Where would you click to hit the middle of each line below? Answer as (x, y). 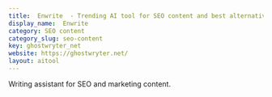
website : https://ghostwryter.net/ (68, 53)
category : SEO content (47, 31)
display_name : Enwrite (49, 23)
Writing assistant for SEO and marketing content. (90, 84)
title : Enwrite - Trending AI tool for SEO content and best (117, 16)
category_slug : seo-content (56, 38)
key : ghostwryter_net (45, 46)
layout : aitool (34, 61)
